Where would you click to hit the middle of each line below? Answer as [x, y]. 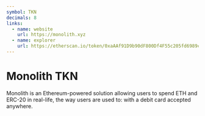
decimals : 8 [21, 18]
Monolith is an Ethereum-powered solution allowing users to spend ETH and [102, 93]
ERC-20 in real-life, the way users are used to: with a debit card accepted [99, 100]
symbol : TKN [21, 12]
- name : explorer [34, 40]
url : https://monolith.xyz [52, 35]
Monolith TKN [42, 76]
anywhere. [20, 106]
